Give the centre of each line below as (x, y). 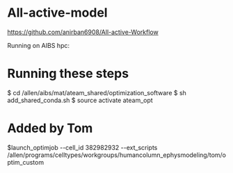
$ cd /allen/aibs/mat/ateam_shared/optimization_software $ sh (97, 92)
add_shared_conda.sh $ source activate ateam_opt (80, 100)
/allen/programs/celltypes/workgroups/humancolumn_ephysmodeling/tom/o (117, 155)
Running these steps (68, 74)
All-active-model (57, 13)
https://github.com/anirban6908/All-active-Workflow (83, 32)
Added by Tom (50, 128)
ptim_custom (25, 162)
